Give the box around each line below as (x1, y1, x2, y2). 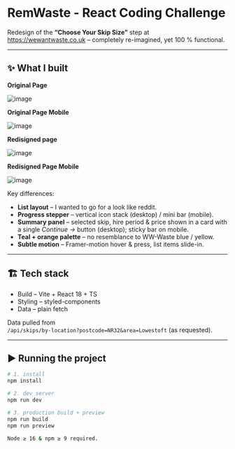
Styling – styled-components (17, 297, 101, 306)
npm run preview (7, 422, 55, 429)
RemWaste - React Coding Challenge (7, 5, 226, 21)
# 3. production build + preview (7, 409, 105, 416)
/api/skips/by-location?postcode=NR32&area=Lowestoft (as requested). (7, 325, 213, 334)
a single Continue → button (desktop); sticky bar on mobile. (17, 225, 189, 234)
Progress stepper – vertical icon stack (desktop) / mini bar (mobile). (17, 210, 214, 218)
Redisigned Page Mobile (7, 162, 79, 171)
